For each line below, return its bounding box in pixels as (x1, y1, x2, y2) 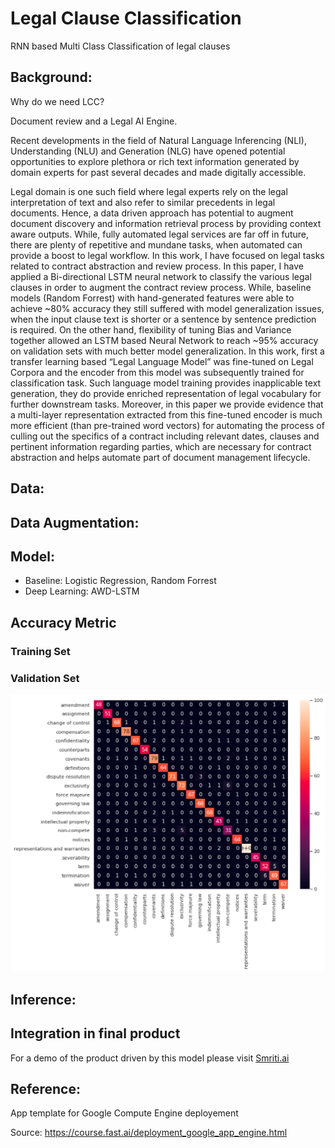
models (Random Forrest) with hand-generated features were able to (10, 292, 295, 304)
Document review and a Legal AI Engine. (10, 115, 178, 127)
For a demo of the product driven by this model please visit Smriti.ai (10, 1052, 290, 1064)
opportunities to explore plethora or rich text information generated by (10, 155, 300, 167)
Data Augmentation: (10, 514, 140, 531)
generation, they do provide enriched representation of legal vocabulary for (10, 387, 322, 399)
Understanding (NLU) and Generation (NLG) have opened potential (10, 145, 286, 157)
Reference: (10, 1081, 81, 1097)
